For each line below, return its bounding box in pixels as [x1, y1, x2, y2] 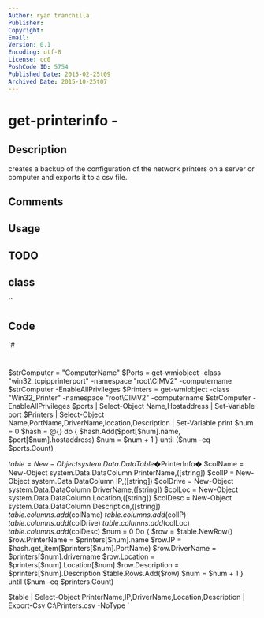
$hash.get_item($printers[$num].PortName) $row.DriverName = [8, 544, 217, 553]
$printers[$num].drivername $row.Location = [8, 552, 155, 561]
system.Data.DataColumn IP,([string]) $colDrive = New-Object [31, 477, 234, 486]
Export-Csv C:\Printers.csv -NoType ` [8, 601, 130, 610]
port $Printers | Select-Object [8, 410, 105, 419]
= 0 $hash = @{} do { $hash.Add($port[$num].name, [8, 427, 181, 436]
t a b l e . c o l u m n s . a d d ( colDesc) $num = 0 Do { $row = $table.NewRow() [8, 526, 233, 537]
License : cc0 [8, 56, 51, 64]
